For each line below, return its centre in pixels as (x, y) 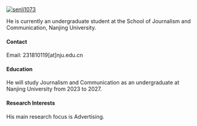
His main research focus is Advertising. (55, 116)
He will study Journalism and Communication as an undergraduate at (93, 83)
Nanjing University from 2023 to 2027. (54, 89)
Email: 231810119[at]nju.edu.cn (45, 55)
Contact (17, 41)
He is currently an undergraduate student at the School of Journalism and (99, 21)
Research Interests (31, 103)
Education (19, 69)
